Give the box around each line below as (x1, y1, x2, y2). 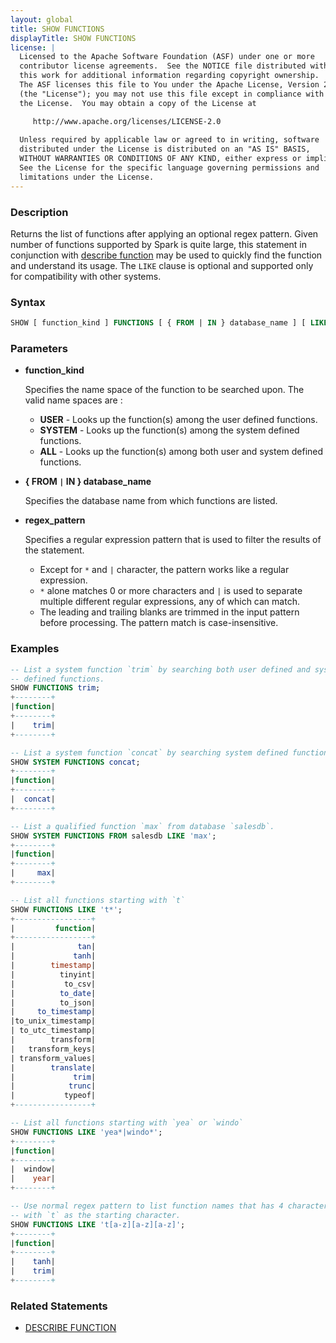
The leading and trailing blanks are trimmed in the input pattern (39, 606, 300, 618)
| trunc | (10, 1081, 97, 1091)
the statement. (24, 544, 85, 556)
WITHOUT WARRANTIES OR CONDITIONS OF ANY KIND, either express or (19, 154, 302, 164)
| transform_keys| (10, 1044, 97, 1054)
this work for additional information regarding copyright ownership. (19, 71, 320, 81)
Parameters (10, 342, 68, 356)
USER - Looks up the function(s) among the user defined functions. (39, 414, 318, 426)
